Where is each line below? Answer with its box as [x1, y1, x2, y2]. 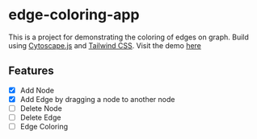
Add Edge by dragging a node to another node [19, 94, 175, 104]
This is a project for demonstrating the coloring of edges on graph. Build [8, 32, 249, 42]
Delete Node [19, 103, 62, 113]
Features [8, 64, 54, 78]
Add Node [19, 85, 55, 95]
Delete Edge [19, 112, 61, 122]
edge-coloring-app [8, 6, 140, 24]
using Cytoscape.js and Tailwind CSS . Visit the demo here [8, 40, 202, 50]
